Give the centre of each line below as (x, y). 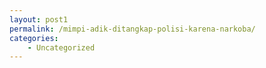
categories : (34, 38)
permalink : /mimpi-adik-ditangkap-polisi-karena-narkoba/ (132, 29)
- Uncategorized (61, 47)
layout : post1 (39, 19)
